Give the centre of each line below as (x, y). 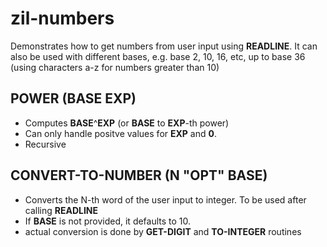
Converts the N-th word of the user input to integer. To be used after (165, 199)
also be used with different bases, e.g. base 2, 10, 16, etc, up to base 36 (158, 56)
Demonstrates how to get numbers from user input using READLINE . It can (164, 46)
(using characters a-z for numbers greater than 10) (115, 67)
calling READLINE (61, 210)
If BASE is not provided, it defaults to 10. (108, 221)
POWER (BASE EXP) (73, 98)
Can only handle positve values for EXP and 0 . (121, 133)
